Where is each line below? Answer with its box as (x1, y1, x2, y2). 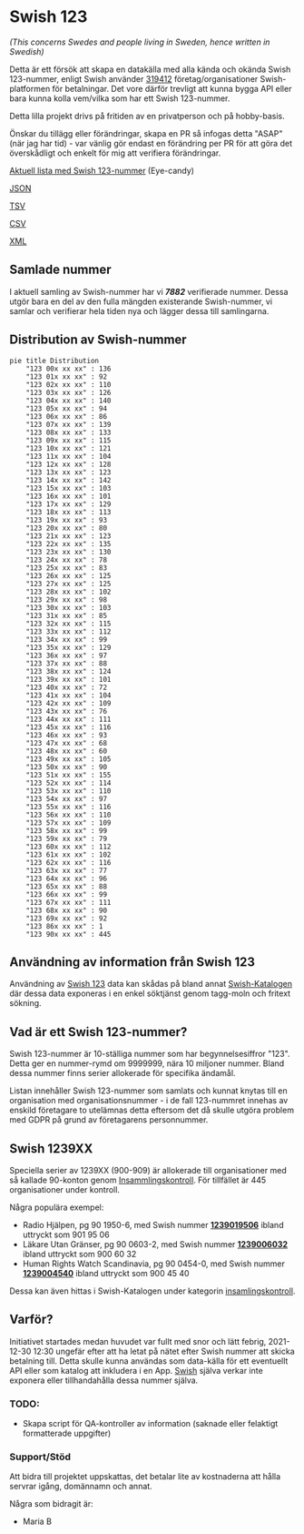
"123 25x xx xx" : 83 (25, 563, 107, 573)
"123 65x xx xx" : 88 (25, 881, 107, 891)
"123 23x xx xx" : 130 (25, 547, 112, 556)
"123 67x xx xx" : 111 (25, 898, 112, 907)
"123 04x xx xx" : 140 (25, 396, 112, 405)
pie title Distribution (9, 356, 100, 365)
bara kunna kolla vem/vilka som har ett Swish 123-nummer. (9, 93, 230, 104)
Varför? (9, 1312, 54, 1327)
